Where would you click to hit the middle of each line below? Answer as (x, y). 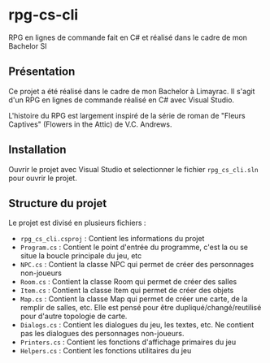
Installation (37, 150)
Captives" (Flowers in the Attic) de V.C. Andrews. (90, 124)
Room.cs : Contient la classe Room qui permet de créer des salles (128, 282)
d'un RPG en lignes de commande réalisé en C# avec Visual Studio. (121, 100)
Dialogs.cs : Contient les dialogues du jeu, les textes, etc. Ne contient (137, 325)
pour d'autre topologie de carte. (74, 316)
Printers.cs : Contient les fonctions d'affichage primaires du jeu (128, 342)
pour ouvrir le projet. (43, 178)
